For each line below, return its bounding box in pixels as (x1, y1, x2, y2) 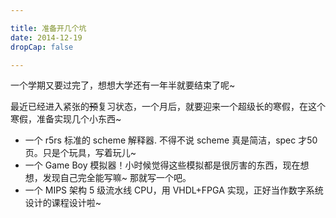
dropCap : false (10, 42, 74, 52)
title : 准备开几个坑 (10, 23, 87, 33)
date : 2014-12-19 (10, 32, 83, 43)
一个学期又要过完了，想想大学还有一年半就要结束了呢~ (10, 79, 236, 91)
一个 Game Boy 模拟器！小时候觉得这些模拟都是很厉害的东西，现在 (24, 159, 301, 171)
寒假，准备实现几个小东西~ (10, 113, 122, 125)
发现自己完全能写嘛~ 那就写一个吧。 (42, 172, 192, 184)
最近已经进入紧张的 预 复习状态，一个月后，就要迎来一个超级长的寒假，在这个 (10, 101, 326, 113)
